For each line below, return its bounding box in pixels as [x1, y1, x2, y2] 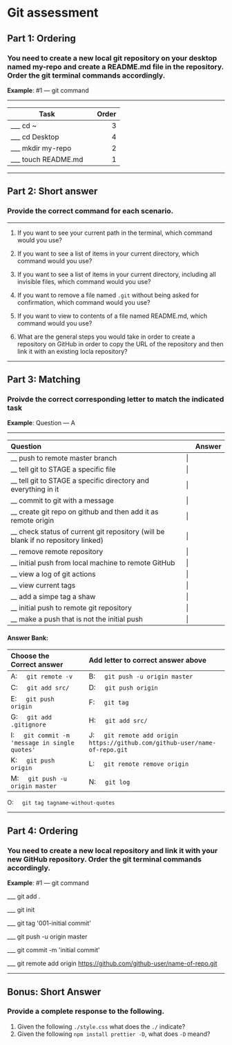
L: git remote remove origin [88, 759, 189, 769]
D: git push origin [88, 683, 159, 693]
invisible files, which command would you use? [17, 277, 151, 285]
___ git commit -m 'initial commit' [7, 946, 100, 954]
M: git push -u [10, 774, 68, 783]
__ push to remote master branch [10, 454, 117, 463]
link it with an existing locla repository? [17, 347, 128, 355]
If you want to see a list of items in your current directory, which [17, 249, 199, 258]
